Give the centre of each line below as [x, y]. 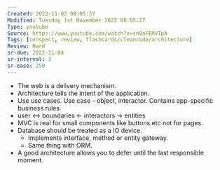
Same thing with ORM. [60, 145]
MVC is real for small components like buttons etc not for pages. [110, 122]
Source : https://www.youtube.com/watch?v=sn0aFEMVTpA [88, 33]
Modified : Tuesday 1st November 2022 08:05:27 [76, 20]
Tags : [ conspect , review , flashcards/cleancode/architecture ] [100, 40]
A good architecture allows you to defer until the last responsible [111, 153]
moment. [30, 160]
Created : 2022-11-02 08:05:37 [51, 14]
